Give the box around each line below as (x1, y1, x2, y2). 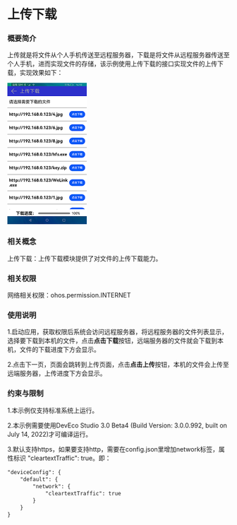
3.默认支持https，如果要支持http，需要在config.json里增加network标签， (7, 444, 219, 453)
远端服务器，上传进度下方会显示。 (7, 369, 107, 378)
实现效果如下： (19, 69, 63, 77)
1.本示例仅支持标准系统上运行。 (7, 406, 99, 414)
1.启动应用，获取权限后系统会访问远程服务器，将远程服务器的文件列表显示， (7, 328, 228, 336)
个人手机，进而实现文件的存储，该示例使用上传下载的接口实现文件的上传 (7, 59, 217, 68)
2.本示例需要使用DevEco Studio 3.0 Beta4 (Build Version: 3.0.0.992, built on (7, 421, 228, 430)
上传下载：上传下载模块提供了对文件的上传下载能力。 (7, 254, 162, 262)
